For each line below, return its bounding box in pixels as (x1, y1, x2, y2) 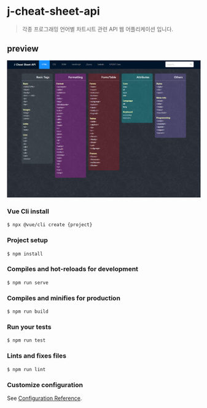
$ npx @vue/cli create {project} (7, 222, 93, 228)
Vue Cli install (7, 207, 50, 216)
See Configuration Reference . (7, 394, 82, 402)
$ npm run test (7, 337, 46, 343)
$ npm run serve (7, 280, 49, 286)
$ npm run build (7, 308, 49, 315)
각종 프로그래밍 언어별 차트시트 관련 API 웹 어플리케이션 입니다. (21, 25, 174, 33)
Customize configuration (7, 380, 84, 389)
